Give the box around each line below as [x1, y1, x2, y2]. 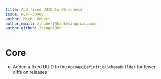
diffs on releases [12, 69, 47, 75]
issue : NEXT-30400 [5, 12, 44, 17]
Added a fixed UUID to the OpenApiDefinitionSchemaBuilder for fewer [12, 64, 156, 70]
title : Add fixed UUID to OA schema [5, 7, 82, 12]
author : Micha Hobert [5, 16, 51, 21]
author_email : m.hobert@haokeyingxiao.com [5, 21, 96, 26]
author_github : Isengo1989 [5, 26, 62, 31]
